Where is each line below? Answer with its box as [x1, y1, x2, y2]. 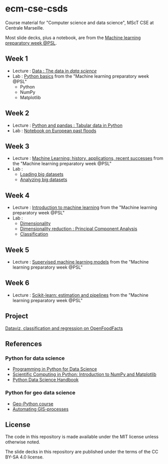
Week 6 [5, 279, 30, 287]
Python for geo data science [5, 389, 76, 396]
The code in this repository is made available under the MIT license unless [5, 434, 159, 440]
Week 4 [5, 191, 30, 199]
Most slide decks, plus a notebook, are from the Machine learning [5, 35, 141, 41]
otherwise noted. [5, 439, 41, 445]
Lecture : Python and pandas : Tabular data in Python [12, 122, 123, 128]
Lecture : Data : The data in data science [12, 68, 97, 74]
